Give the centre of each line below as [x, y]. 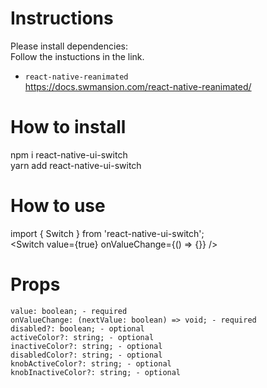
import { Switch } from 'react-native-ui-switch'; [107, 233]
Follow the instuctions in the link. [77, 56]
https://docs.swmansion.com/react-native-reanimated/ [138, 86]
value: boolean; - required [69, 311]
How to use [58, 206]
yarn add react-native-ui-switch [76, 165]
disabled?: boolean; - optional [77, 328]
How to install [68, 127]
